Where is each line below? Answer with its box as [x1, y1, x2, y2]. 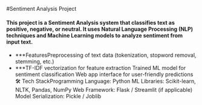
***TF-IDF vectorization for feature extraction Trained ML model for [15, 65, 186, 72]
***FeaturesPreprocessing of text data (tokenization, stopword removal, [15, 51, 197, 59]
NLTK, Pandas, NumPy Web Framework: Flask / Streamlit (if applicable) [15, 86, 192, 94]
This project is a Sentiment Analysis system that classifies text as [6, 19, 175, 26]
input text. [6, 38, 33, 45]
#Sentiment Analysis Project [6, 5, 77, 12]
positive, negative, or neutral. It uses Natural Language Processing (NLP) [6, 25, 194, 33]
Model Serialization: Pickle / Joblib [15, 93, 102, 100]
